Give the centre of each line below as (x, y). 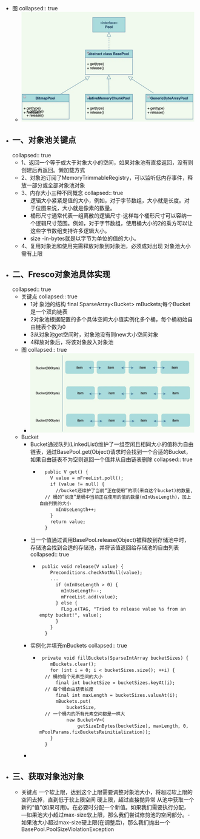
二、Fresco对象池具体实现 (61, 275)
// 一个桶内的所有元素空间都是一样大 (85, 714)
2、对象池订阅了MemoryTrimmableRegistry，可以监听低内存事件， (104, 177)
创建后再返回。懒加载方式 (53, 170)
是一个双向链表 (49, 312)
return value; (68, 522)
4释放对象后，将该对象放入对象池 (72, 342)
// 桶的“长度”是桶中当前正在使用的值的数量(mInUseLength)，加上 (118, 497)
